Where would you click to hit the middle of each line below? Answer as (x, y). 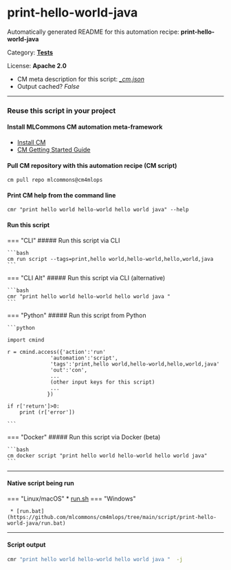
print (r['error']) (47, 412)
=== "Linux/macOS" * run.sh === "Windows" (71, 498)
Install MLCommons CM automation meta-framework (85, 127)
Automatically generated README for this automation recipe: (93, 32)
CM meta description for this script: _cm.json (80, 79)
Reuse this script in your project (62, 110)
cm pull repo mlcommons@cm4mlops (55, 180)
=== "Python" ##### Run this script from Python (77, 315)
